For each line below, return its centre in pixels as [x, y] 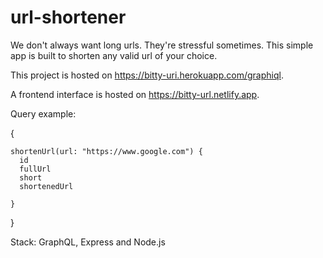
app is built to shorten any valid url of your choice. [114, 55]
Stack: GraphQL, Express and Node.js [88, 242]
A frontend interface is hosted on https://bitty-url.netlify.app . [135, 94]
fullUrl [35, 169]
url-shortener [68, 17]
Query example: [43, 113]
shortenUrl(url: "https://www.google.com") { [106, 151]
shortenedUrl [46, 186]
